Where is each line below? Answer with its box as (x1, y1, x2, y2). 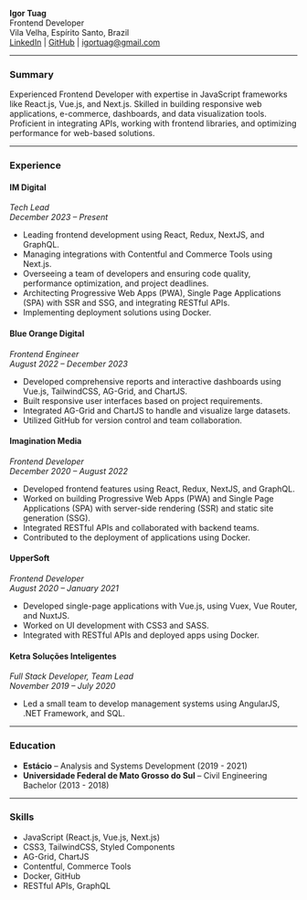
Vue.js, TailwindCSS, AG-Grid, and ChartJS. (22, 386, 188, 397)
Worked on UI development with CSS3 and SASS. (22, 620, 210, 631)
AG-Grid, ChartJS (22, 851, 90, 862)
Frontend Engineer (9, 348, 79, 359)
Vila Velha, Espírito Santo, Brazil (9, 27, 130, 37)
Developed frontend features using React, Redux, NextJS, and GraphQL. (22, 483, 295, 494)
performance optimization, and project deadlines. (22, 278, 209, 289)
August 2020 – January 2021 (9, 583, 119, 594)
